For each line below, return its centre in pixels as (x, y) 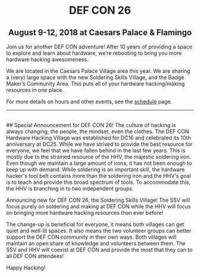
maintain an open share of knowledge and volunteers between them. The (96, 243)
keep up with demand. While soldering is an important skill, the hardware (96, 170)
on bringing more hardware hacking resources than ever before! (85, 213)
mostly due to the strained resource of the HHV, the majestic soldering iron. (99, 157)
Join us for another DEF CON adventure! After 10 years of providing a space (99, 47)
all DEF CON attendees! (35, 256)
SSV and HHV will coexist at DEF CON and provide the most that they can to (99, 250)
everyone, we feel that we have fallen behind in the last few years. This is (96, 150)
